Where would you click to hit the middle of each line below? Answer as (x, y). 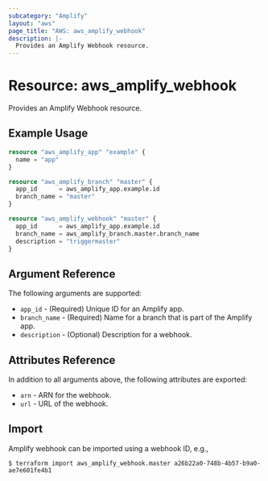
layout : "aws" (32, 23)
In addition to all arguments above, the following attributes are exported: (128, 379)
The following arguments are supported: (75, 293)
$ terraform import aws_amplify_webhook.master (90, 463)
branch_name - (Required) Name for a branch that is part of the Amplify (136, 318)
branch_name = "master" (55, 197)
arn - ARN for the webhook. (66, 395)
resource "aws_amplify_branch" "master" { (80, 182)
